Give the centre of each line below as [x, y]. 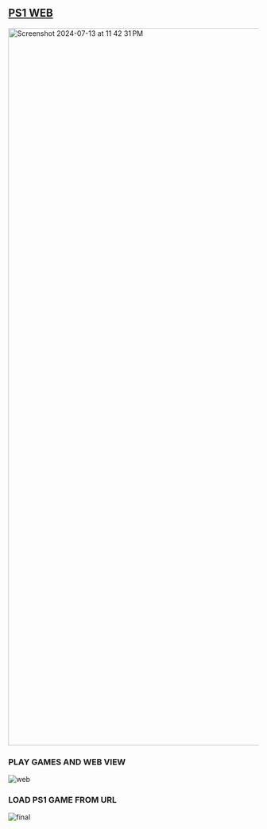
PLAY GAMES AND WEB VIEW [67, 762]
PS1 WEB [31, 13]
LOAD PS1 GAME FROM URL [62, 800]
